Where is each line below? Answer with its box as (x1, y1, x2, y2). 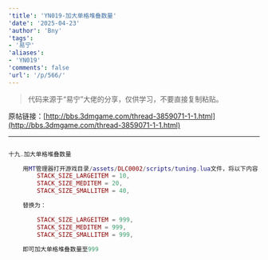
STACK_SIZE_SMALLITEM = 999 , (37, 230, 134, 238)
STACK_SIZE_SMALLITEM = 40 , (37, 187, 130, 195)
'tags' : (8, 34, 34, 42)
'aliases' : (8, 49, 45, 57)
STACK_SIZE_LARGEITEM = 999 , (37, 215, 134, 224)
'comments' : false (8, 64, 69, 72)
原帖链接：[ (8, 111, 46, 121)
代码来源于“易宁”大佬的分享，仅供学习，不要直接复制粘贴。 (27, 94, 223, 104)
